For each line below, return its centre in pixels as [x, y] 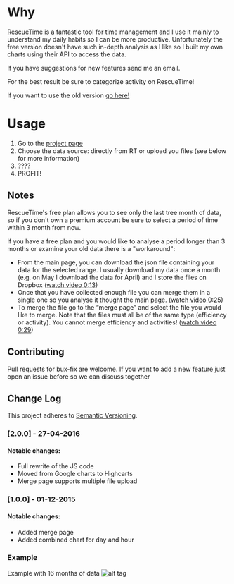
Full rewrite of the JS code [56, 466]
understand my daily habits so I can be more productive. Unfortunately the [115, 39]
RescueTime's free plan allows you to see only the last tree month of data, [114, 212]
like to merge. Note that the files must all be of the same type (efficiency [122, 315]
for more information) [48, 158]
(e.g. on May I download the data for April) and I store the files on [112, 277]
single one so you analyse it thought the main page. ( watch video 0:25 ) [120, 300]
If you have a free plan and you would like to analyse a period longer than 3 [116, 241]
